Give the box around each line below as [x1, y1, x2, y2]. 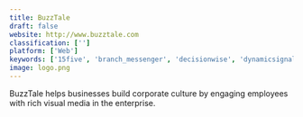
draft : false [9, 22, 59, 31]
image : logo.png [9, 64, 70, 73]
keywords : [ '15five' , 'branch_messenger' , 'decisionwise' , [9, 55, 236, 64]
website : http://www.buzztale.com [9, 30, 140, 39]
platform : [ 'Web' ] [9, 47, 78, 56]
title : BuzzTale [9, 13, 70, 22]
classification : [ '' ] [9, 38, 91, 48]
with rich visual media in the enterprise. [9, 97, 156, 108]
